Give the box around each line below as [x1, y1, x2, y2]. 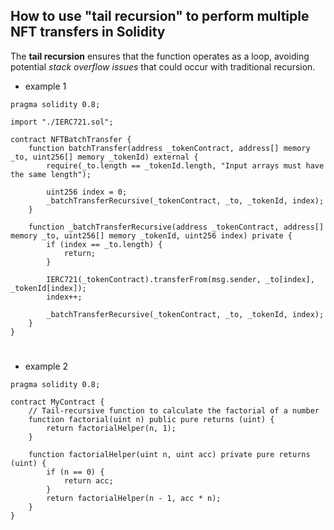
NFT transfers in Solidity [10, 24, 166, 41]
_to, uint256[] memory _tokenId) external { [10, 152, 199, 162]
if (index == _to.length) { [46, 239, 163, 249]
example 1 [24, 80, 67, 92]
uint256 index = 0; [46, 187, 128, 197]
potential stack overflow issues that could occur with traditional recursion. [10, 60, 316, 73]
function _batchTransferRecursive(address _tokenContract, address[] [28, 222, 325, 232]
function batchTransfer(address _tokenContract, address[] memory [28, 143, 311, 153]
